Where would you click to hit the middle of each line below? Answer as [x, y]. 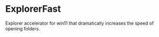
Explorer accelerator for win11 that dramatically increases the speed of [79, 23]
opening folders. [23, 28]
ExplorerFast [33, 9]
